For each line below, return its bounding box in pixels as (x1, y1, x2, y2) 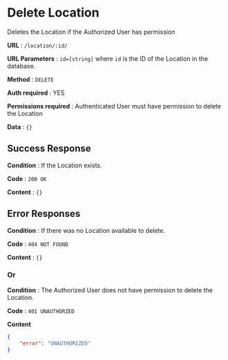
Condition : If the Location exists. (7, 161, 102, 169)
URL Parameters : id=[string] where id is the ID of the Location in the (7, 54, 209, 63)
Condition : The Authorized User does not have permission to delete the (7, 285, 213, 294)
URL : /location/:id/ (7, 41, 68, 49)
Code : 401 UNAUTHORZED (7, 306, 75, 315)
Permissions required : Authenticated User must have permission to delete (7, 102, 221, 110)
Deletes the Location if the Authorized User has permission (7, 28, 175, 36)
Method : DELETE (7, 75, 54, 84)
